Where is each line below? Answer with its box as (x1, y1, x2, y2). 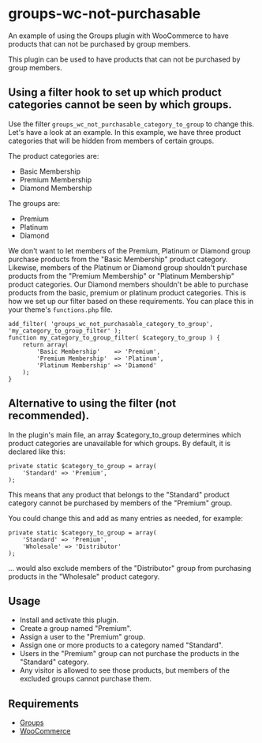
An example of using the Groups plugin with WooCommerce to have (8, 31, 229, 40)
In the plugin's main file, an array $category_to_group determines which (8, 430, 241, 439)
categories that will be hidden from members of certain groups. (8, 136, 215, 145)
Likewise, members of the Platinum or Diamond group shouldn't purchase (8, 262, 248, 272)
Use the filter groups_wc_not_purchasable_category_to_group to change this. (8, 119, 255, 129)
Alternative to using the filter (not (8, 396, 176, 411)
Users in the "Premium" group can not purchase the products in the (19, 649, 240, 659)
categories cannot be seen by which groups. (8, 98, 233, 111)
